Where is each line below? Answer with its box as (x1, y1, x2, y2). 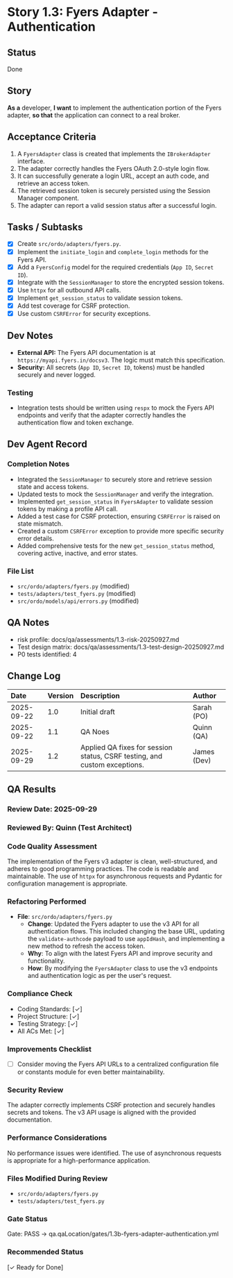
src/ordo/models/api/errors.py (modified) (17, 597, 139, 605)
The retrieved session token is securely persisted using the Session (17, 186, 210, 194)
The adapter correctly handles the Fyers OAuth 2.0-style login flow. (17, 164, 210, 172)
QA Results (7, 783, 57, 795)
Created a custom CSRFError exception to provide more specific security (17, 526, 224, 535)
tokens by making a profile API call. (17, 504, 118, 513)
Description (80, 690, 120, 700)
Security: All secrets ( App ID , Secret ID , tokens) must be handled (17, 363, 205, 372)
